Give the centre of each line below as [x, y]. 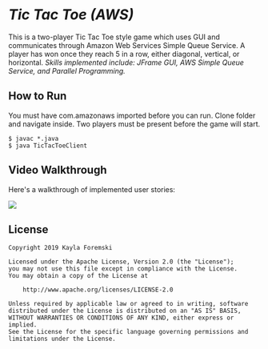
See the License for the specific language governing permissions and [128, 332]
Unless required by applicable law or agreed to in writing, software [128, 304]
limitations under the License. [62, 339]
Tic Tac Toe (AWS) [71, 15]
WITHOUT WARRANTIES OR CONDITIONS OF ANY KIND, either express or [121, 318]
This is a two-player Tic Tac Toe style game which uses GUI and [114, 37]
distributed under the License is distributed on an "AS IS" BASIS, [125, 311]
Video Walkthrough [58, 170]
